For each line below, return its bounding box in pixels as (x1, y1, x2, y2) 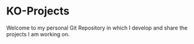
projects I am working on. (6, 30, 70, 37)
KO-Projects (6, 4, 70, 18)
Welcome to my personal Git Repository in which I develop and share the (6, 24, 188, 31)
